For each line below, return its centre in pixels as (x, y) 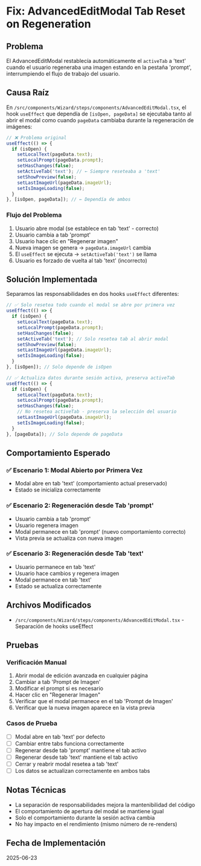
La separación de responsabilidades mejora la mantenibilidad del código (105, 805)
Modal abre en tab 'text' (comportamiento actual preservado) (91, 484)
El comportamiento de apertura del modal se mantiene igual (89, 811)
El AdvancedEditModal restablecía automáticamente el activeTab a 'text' (96, 61)
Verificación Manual (37, 662)
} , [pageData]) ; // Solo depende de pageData (64, 434)
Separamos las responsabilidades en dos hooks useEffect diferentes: (93, 294)
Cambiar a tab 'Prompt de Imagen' (58, 682)
